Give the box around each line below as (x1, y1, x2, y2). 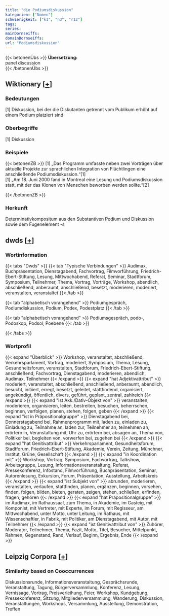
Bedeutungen (5, 95, 39, 102)
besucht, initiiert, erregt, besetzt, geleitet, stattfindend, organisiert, (5, 387, 144, 393)
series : (5, 26, 22, 31)
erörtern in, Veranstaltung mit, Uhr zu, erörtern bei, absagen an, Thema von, (5, 430, 164, 436)
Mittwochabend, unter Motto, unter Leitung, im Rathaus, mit (5, 510, 130, 517)
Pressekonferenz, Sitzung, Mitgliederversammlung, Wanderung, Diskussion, (5, 595, 164, 601)
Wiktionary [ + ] (5, 80, 52, 89)
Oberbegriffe (5, 125, 38, 132)
